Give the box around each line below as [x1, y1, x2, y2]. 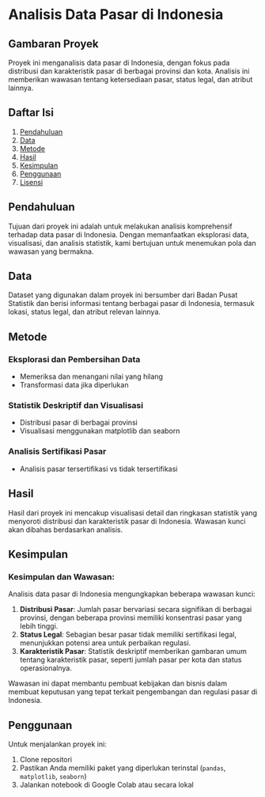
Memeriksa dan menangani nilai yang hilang [19, 372, 164, 381]
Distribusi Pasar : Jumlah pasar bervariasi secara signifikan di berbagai [19, 605, 252, 614]
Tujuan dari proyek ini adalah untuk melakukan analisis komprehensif [8, 221, 233, 231]
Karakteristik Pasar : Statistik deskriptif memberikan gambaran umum [19, 647, 247, 656]
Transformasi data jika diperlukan [19, 380, 129, 390]
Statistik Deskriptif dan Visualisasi [8, 400, 144, 411]
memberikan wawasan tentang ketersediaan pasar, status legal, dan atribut [8, 75, 253, 84]
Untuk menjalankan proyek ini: [8, 739, 107, 749]
